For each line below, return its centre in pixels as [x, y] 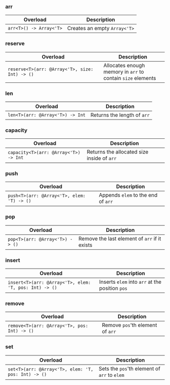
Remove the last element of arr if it [120, 239]
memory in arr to [124, 72]
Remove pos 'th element [130, 325]
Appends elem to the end [128, 195]
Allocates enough [124, 65]
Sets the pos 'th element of [129, 368]
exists [85, 245]
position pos [113, 288]
